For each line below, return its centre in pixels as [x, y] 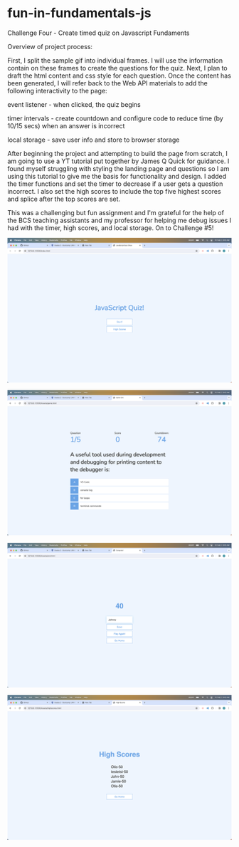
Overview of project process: [50, 46]
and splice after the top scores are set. [64, 199]
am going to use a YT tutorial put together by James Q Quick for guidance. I [118, 161]
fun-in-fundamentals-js [79, 13]
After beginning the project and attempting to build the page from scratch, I [117, 153]
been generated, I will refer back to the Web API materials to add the [107, 83]
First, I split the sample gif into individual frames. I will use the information [115, 60]
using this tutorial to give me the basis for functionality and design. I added [117, 176]
